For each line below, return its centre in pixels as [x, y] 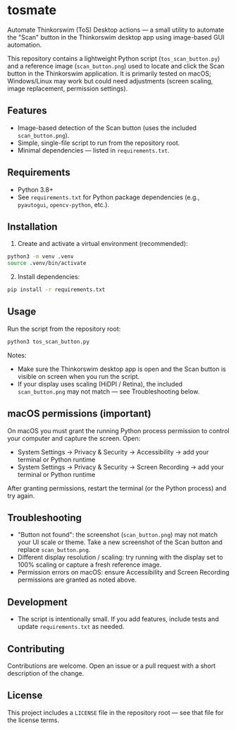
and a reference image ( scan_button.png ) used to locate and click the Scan [116, 66]
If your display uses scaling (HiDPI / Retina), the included [100, 384]
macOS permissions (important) [79, 414]
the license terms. [33, 720]
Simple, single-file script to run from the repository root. [99, 143]
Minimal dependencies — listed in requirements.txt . [93, 150]
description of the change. [46, 673]
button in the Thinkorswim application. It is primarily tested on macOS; [109, 73]
